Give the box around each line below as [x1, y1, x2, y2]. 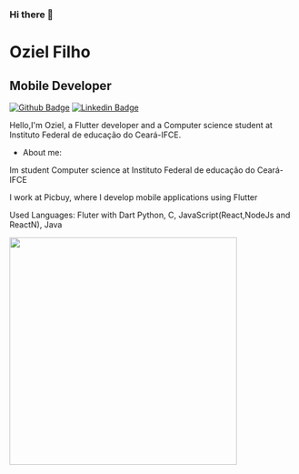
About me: [22, 146, 62, 157]
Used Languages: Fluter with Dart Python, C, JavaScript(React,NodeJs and [9, 209, 291, 220]
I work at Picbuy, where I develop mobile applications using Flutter [9, 191, 258, 203]
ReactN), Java [9, 218, 63, 230]
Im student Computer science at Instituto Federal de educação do [9, 164, 256, 176]
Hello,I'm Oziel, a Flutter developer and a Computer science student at [9, 119, 273, 130]
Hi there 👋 [9, 8, 55, 21]
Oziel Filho [9, 42, 91, 63]
